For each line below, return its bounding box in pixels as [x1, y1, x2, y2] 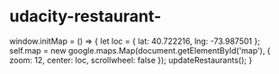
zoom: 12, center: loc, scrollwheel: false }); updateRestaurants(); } [9, 54, 253, 65]
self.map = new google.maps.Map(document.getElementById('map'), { [9, 45, 272, 55]
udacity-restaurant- [9, 6, 162, 27]
